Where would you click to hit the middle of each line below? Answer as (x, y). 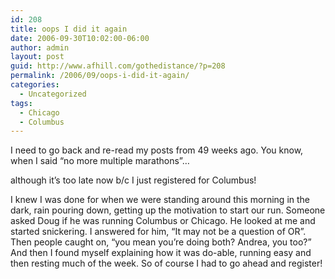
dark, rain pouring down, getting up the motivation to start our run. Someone (168, 210)
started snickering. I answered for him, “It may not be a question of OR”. (158, 232)
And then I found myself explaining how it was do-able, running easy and (161, 253)
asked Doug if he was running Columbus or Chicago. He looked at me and (163, 221)
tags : (21, 103)
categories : (35, 85)
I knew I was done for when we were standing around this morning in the (160, 200)
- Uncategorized (53, 94)
